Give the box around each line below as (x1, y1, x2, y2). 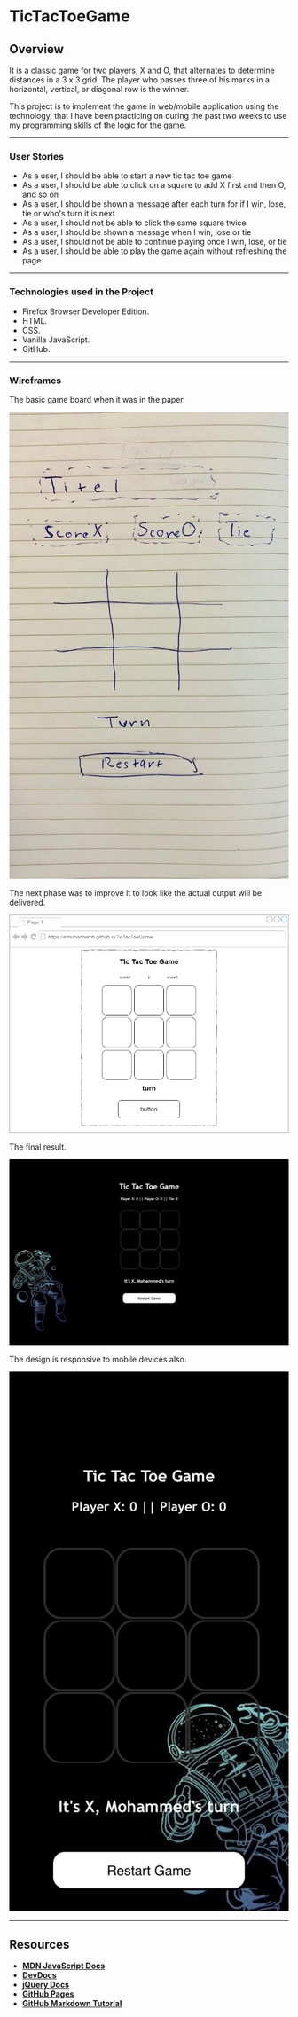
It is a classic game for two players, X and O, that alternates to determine (9, 65, 275, 75)
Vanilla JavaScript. (21, 334, 90, 345)
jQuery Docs (21, 1980, 69, 1990)
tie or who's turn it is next (21, 208, 115, 219)
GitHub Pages (21, 1989, 74, 1999)
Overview (9, 42, 65, 57)
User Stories (9, 150, 65, 162)
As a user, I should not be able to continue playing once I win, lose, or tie (21, 237, 287, 247)
